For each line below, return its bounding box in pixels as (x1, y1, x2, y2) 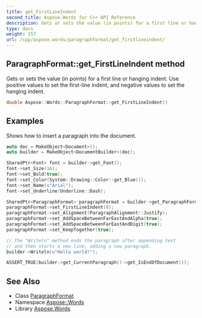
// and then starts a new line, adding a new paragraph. (6, 243, 152, 249)
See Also (6, 276, 40, 286)
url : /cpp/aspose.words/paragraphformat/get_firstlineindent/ (6, 37, 165, 43)
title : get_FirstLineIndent (6, 8, 77, 15)
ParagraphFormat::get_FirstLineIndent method (6, 59, 185, 69)
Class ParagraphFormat (14, 292, 74, 299)
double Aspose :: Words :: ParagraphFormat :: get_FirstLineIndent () (6, 99, 168, 105)
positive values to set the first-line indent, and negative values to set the (6, 81, 185, 88)
